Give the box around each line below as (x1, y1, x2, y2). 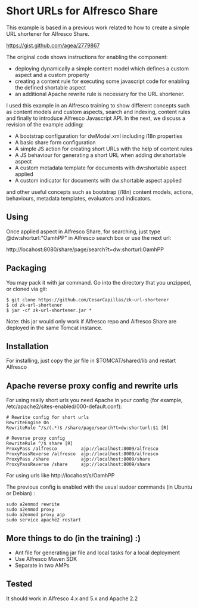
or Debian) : (6, 490, 36, 497)
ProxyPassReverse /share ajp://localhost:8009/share (6, 461, 151, 468)
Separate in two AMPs (14, 562, 70, 569)
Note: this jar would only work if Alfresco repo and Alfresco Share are (6, 317, 177, 325)
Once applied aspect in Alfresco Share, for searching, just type (6, 228, 161, 235)
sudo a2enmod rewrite (6, 501, 60, 508)
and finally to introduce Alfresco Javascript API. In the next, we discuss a (6, 115, 186, 122)
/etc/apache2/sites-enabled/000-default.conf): (6, 403, 122, 410)
